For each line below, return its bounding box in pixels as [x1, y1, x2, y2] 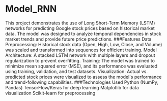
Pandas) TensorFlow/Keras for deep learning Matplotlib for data [5, 84, 139, 90]
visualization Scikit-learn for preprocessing [5, 90, 96, 96]
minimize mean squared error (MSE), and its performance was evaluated [5, 63, 158, 69]
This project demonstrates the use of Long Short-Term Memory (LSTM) [5, 20, 155, 26]
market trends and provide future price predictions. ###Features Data [5, 36, 152, 42]
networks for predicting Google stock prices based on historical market [5, 25, 155, 31]
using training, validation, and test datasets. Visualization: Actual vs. [5, 68, 148, 74]
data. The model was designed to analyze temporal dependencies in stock [5, 30, 161, 37]
